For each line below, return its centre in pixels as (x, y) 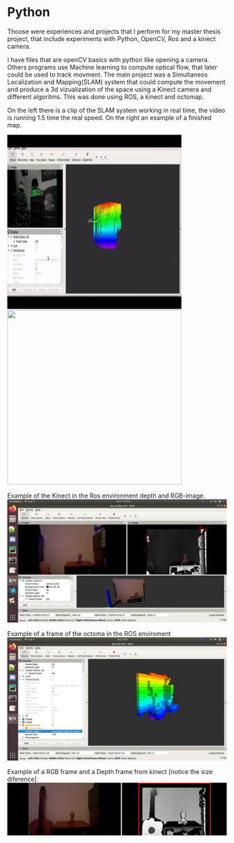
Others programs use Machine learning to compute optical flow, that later (112, 67)
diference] (22, 779)
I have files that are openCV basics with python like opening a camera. (108, 59)
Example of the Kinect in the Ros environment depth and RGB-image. (106, 495)
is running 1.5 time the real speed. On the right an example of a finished (110, 117)
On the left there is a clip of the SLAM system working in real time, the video (116, 110)
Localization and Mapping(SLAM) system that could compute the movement (116, 82)
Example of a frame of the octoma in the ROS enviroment (89, 633)
